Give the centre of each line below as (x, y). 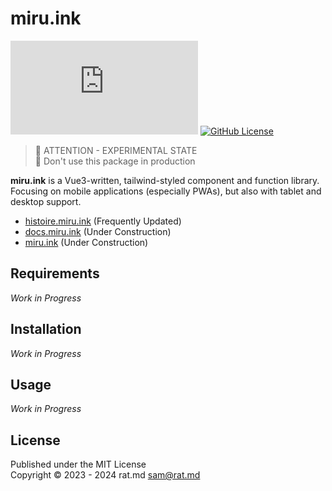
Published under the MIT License (78, 464)
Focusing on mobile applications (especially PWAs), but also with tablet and (166, 191)
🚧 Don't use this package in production (115, 161)
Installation (46, 329)
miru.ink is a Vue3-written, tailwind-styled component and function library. (165, 180)
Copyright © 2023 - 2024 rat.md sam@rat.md (105, 475)
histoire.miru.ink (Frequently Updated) (103, 221)
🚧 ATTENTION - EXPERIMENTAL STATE (116, 150)
